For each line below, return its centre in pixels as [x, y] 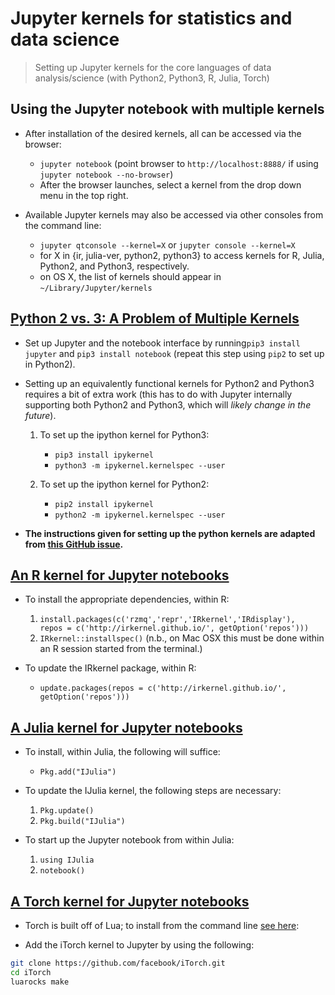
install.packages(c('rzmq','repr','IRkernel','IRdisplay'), [167, 620]
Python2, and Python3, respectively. [114, 266]
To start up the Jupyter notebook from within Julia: [129, 840]
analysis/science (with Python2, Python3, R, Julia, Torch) [152, 78]
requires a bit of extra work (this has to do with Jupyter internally [158, 394]
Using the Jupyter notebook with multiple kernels [167, 109]
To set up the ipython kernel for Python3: [124, 434]
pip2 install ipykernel [104, 504]
